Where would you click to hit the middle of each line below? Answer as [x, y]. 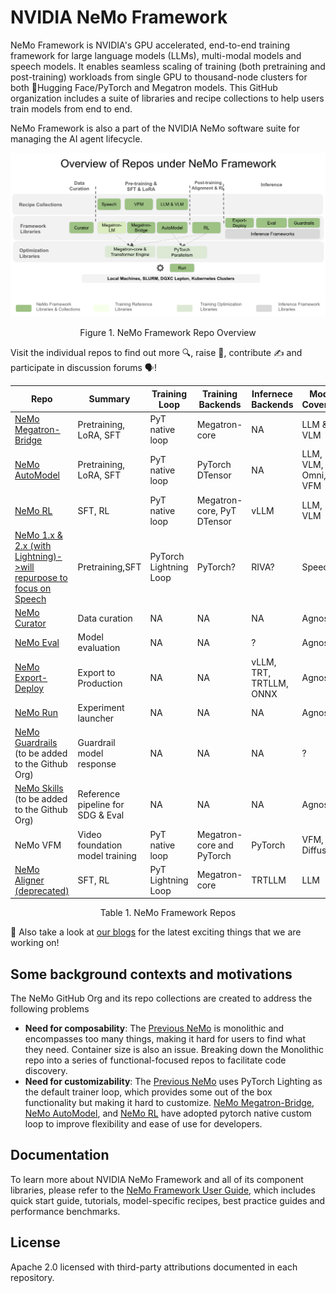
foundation [100, 845]
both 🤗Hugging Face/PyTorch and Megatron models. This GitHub [144, 87]
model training [107, 855]
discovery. [46, 1071]
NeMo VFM [38, 845]
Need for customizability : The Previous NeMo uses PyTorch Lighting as [173, 1082]
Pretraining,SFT [109, 567]
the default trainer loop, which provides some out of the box [148, 1092]
